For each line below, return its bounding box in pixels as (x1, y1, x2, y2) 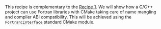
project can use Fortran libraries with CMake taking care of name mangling (5, 9, 157, 15)
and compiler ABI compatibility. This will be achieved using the (5, 14, 132, 19)
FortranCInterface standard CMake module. (5, 19, 95, 25)
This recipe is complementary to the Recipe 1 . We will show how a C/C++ (5, 4, 153, 10)
